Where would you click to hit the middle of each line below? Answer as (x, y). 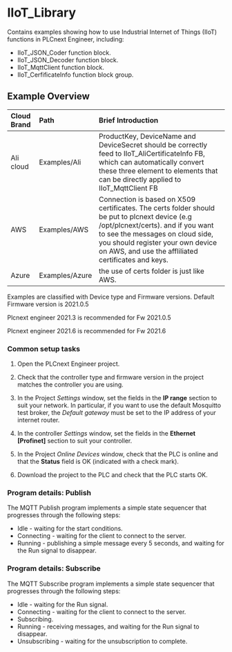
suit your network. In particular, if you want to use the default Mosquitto (119, 405)
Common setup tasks (44, 348)
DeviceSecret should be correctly (153, 145)
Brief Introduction (129, 120)
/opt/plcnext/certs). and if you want (156, 225)
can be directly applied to (140, 179)
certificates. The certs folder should (157, 207)
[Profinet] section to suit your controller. (75, 441)
